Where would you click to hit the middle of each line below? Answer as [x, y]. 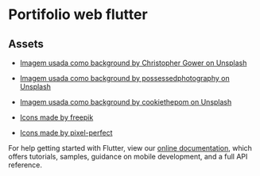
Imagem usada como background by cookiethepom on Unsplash [126, 102]
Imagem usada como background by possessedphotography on [124, 78]
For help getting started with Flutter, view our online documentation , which [130, 148]
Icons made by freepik [56, 117]
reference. [25, 165]
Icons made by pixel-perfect [66, 133]
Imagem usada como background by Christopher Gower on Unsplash [133, 63]
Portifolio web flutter [78, 15]
